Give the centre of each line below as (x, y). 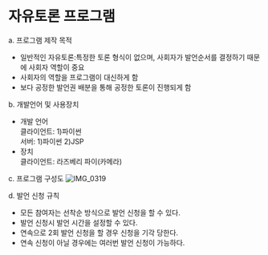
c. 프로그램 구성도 (36, 178)
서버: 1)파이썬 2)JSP (52, 141)
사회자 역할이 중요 (57, 67)
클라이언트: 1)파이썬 (51, 131)
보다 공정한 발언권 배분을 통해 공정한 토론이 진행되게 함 (106, 87)
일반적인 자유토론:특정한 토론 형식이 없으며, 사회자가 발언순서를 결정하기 (132, 57)
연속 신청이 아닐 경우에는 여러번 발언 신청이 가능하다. (102, 242)
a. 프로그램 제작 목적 (40, 40)
